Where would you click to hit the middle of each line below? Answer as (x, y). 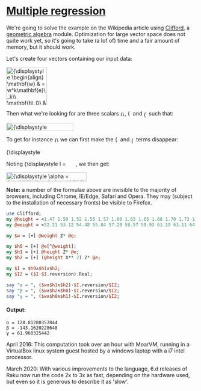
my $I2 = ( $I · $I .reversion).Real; (50, 274)
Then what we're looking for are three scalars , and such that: (90, 113)
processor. (20, 357)
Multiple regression (56, 11)
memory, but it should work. (41, 47)
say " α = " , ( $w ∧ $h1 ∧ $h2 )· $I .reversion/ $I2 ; (63, 285)
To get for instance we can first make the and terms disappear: (92, 139)
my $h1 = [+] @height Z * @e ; (43, 252)
